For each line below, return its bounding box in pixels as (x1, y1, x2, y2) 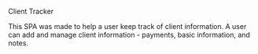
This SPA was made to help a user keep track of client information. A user (8, 22, 247, 31)
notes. (8, 38, 29, 48)
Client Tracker (8, 7, 54, 16)
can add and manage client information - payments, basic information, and (8, 31, 250, 39)
